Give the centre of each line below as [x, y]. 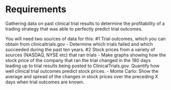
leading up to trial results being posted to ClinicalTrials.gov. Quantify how [82, 66]
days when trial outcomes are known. [45, 82]
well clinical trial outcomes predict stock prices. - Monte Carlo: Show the [82, 71]
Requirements [36, 9]
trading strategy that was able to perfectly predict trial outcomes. [74, 28]
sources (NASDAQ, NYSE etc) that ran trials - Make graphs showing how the [86, 55]
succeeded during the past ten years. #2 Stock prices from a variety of [80, 49]
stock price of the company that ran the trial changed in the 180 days [78, 60]
